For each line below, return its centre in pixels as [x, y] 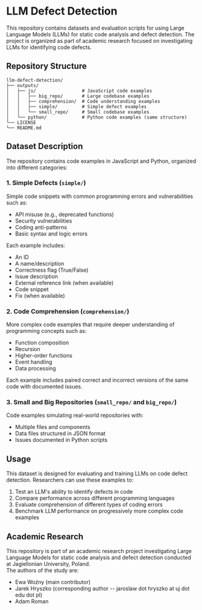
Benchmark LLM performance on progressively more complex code [99, 511]
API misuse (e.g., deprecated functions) [65, 214]
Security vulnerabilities [43, 221]
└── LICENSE [21, 122]
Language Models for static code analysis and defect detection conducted [99, 557]
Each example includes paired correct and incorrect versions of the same [97, 380]
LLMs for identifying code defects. [49, 47]
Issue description [36, 276]
